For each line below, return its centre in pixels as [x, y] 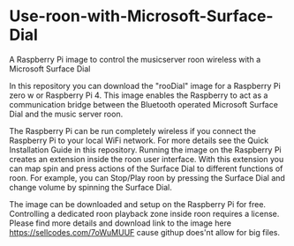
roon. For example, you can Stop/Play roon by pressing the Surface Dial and [147, 177]
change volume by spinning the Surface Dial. [90, 187]
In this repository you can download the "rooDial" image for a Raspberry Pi [145, 86]
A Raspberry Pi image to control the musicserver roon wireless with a [135, 59]
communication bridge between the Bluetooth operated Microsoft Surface [143, 104]
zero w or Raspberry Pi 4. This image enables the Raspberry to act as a [139, 95]
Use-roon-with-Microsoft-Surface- [141, 16]
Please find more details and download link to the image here [121, 223]
